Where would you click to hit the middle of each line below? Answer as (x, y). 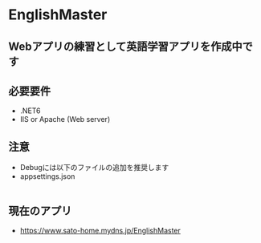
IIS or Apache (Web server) (65, 119)
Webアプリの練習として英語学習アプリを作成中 (125, 46)
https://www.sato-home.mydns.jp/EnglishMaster (100, 231)
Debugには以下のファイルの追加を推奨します (94, 168)
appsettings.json (47, 176)
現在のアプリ (40, 211)
